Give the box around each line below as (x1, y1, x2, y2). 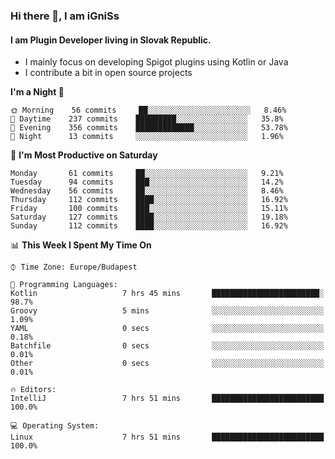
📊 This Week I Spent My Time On (10, 239, 152, 251)
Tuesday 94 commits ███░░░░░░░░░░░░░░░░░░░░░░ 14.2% (10, 177, 284, 188)
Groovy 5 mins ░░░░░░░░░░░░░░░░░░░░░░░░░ (10, 306, 325, 316)
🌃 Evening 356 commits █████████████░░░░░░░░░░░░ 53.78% (10, 123, 288, 133)
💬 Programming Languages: (10, 280, 118, 290)
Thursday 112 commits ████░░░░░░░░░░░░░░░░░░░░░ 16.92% (10, 195, 288, 205)
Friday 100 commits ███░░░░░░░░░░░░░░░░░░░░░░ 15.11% (10, 204, 288, 214)
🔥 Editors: (10, 385, 57, 395)
